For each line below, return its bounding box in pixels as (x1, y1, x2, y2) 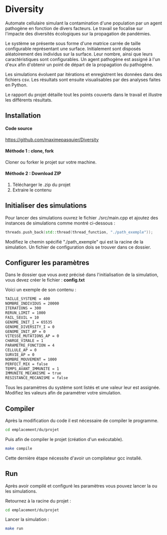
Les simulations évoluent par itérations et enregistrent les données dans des (5, 71, 162, 77)
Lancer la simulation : (5, 516, 49, 522)
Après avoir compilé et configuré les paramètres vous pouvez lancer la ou (5, 482, 157, 488)
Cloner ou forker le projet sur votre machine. (5, 159, 97, 165)
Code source (5, 125, 32, 131)
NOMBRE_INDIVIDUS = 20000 (5, 301, 59, 306)
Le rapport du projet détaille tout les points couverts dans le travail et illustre (5, 91, 162, 97)
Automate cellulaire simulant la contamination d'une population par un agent (5, 20, 162, 26)
